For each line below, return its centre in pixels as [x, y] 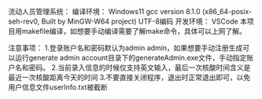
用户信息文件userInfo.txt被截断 [58, 87]
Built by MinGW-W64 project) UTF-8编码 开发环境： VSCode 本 [144, 21]
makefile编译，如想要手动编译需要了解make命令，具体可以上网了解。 [134, 31]
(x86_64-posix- [227, 11]
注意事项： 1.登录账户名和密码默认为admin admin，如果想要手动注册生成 [125, 48]
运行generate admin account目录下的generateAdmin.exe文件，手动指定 [131, 58]
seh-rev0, [24, 21]
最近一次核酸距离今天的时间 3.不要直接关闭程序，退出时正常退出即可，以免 [129, 77]
